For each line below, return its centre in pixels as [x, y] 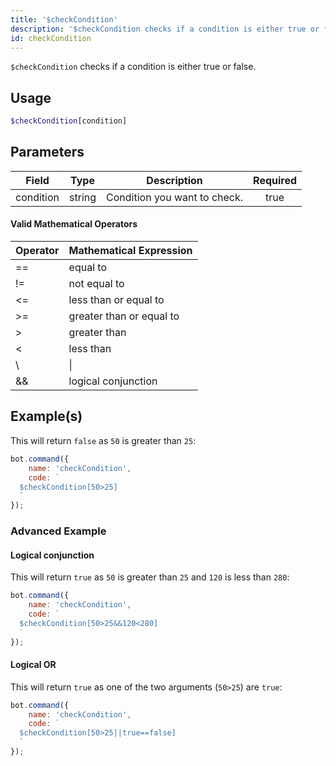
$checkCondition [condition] [69, 121]
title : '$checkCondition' [64, 19]
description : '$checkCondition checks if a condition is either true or [165, 29]
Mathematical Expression [130, 251]
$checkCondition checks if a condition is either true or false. [133, 67]
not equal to [96, 284]
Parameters [47, 152]
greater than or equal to [124, 316]
